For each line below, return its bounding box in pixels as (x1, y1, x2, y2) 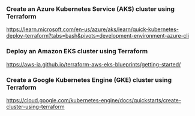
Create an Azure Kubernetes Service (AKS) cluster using (6, 5, 175, 13)
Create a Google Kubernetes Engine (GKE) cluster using (6, 75, 172, 84)
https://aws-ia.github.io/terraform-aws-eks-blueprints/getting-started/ (6, 60, 181, 68)
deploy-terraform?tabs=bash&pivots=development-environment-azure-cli (6, 32, 189, 39)
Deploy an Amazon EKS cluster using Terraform (6, 47, 148, 56)
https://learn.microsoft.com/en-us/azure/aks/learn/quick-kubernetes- (6, 26, 179, 33)
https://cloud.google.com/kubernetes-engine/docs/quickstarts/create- (6, 96, 182, 103)
